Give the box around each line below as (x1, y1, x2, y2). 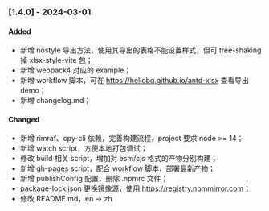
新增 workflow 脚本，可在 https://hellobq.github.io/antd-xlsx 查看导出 (19, 76, 249, 85)
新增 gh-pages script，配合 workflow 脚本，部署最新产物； (19, 163, 215, 173)
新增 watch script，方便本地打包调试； (19, 143, 149, 153)
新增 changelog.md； (19, 96, 92, 105)
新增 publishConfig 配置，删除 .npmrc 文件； (19, 174, 169, 184)
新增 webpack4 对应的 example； (19, 65, 131, 75)
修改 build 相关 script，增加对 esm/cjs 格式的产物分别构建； (19, 154, 218, 163)
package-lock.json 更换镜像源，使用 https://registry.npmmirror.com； (19, 184, 251, 193)
